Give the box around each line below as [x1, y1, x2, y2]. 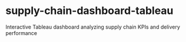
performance [5, 29, 38, 36]
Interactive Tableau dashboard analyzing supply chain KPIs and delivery [5, 23, 181, 30]
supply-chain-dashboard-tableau [5, 4, 174, 17]
